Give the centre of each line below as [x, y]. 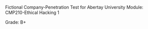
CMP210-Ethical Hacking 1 [32, 12]
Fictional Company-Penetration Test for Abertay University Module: [74, 7]
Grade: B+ [16, 22]
